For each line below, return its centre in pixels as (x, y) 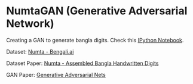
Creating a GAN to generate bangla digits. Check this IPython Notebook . (95, 40)
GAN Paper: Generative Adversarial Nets (56, 74)
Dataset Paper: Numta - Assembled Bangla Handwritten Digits (82, 63)
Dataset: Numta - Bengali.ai (40, 51)
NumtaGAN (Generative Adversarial (97, 11)
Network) (30, 24)
